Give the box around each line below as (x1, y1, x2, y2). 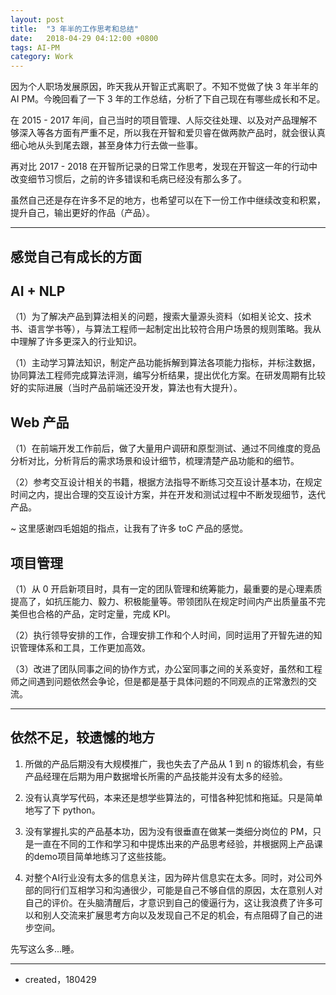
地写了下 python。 (24, 804, 101, 816)
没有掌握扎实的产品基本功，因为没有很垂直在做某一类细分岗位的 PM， (24, 825, 313, 837)
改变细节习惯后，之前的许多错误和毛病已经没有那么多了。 (10, 173, 247, 185)
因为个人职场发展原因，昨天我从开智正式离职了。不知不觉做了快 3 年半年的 (10, 81, 319, 93)
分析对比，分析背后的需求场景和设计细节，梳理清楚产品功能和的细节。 (10, 455, 300, 467)
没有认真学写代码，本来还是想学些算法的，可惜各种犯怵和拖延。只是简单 (24, 791, 323, 803)
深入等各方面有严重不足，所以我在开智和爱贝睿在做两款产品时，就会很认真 (18, 127, 326, 139)
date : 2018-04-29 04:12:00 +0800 (10, 33, 159, 43)
